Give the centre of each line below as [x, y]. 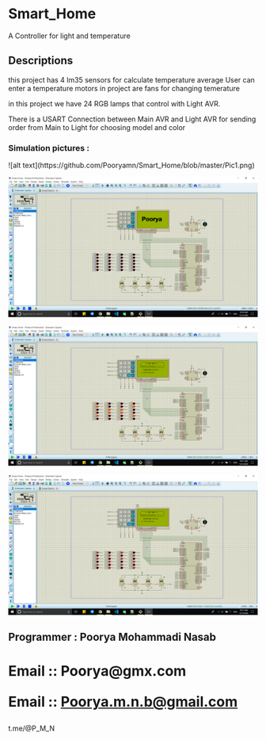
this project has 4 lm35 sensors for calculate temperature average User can [132, 79]
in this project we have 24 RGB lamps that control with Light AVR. [114, 103]
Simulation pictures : [49, 148]
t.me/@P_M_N [32, 728]
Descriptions [41, 61]
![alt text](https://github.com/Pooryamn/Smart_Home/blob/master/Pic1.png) [131, 165]
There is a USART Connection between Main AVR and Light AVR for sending [132, 119]
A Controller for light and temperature [69, 36]
